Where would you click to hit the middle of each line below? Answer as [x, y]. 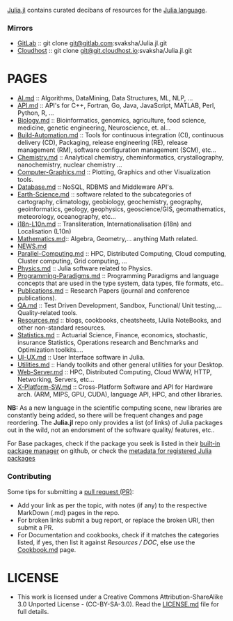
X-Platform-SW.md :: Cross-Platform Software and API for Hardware [115, 387]
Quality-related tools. [47, 313]
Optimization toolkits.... [50, 350]
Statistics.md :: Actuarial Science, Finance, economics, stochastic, [112, 335]
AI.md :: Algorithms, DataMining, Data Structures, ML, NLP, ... [105, 98]
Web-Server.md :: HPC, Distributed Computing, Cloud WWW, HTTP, [114, 372]
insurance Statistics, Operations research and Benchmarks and [108, 343]
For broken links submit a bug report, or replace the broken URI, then [116, 520]
